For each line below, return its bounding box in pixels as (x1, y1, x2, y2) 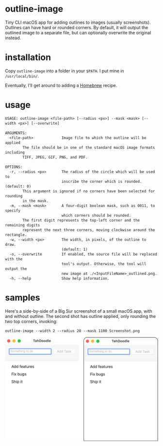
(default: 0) (5, 184, 32, 189)
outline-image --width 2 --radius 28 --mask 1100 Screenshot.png (5, 328, 140, 333)
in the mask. (22, 198, 49, 203)
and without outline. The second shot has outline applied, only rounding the (5, 313, 156, 319)
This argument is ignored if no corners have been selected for (22, 189, 155, 193)
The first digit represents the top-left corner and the (22, 218, 140, 223)
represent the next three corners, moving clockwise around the (22, 227, 155, 232)
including (5, 150, 25, 155)
